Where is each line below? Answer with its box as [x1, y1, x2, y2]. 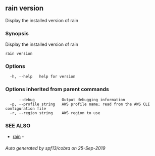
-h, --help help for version [10, 74, 76, 80]
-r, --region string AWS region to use [10, 110, 100, 115]
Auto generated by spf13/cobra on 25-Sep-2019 [5, 145, 106, 151]
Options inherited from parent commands [5, 86, 110, 93]
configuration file [5, 106, 46, 111]
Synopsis [5, 30, 29, 37]
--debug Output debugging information [18, 97, 125, 102]
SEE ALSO [5, 122, 31, 129]
